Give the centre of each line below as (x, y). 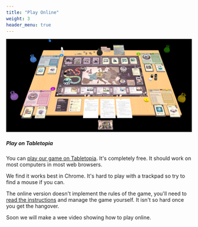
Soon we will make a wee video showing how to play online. (79, 217)
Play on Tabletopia (29, 143)
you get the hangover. (33, 206)
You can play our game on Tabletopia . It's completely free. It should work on (99, 158)
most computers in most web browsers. (54, 164)
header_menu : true (29, 25)
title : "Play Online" (33, 12)
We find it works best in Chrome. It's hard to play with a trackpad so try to (96, 176)
